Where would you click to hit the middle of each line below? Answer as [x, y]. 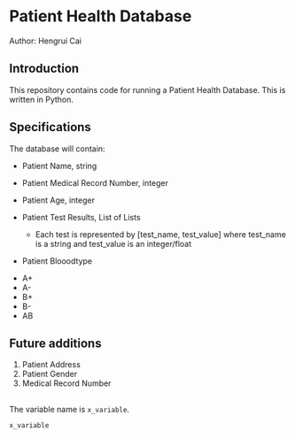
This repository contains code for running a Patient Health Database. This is [147, 89]
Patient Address [51, 365]
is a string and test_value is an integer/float [113, 243]
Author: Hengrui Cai [46, 41]
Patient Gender [50, 374]
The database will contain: [57, 149]
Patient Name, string [59, 166]
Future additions [55, 343]
